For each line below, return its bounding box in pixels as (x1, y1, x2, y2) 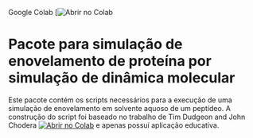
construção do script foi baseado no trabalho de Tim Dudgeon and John (8, 112, 246, 121)
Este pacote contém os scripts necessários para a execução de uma (8, 95, 232, 105)
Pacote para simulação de (8, 36, 183, 53)
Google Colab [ (8, 8, 58, 17)
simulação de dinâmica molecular (8, 69, 235, 87)
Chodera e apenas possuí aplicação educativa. (8, 120, 220, 130)
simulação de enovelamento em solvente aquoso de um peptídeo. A (8, 103, 231, 113)
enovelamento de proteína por (8, 52, 212, 71)
